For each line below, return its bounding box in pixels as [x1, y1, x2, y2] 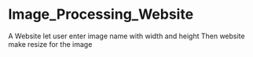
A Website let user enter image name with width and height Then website [8, 31, 245, 41]
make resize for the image [8, 39, 93, 48]
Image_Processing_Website [8, 5, 194, 23]
